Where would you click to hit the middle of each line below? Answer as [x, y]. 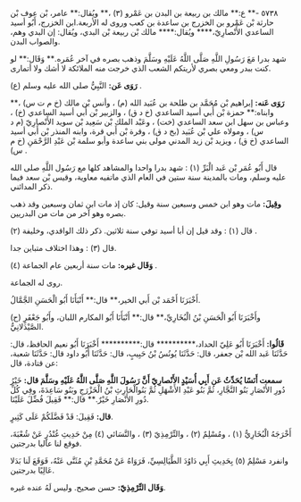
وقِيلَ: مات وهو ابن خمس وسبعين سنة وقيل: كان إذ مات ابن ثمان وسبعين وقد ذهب [146, 204]
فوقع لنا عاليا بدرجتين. [46, 443]
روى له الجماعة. [37, 282]
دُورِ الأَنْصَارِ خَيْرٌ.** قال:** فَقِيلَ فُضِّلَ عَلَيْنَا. [79, 399]
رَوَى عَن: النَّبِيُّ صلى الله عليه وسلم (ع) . [76, 85]
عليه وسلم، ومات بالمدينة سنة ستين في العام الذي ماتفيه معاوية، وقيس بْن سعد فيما [148, 177]
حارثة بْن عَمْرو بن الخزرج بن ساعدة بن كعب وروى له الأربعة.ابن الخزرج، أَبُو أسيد [142, 22]
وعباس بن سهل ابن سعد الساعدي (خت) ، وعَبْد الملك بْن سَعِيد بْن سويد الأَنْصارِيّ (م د [150, 121]
